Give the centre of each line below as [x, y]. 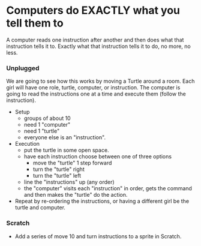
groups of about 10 [47, 118]
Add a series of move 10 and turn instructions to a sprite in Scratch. [98, 236]
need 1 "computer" [47, 125]
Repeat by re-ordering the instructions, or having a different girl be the [102, 201]
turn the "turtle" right [59, 169]
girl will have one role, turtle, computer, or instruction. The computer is [93, 88]
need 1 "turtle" [42, 131]
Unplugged [23, 68]
